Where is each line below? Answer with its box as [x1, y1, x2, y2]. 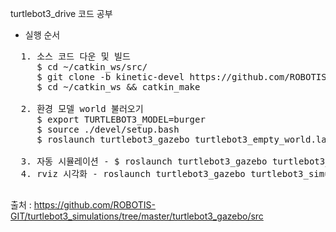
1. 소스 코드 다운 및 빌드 [20, 51, 131, 62]
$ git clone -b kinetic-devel [36, 72, 185, 82]
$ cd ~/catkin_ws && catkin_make [36, 82, 201, 92]
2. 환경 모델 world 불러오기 [20, 103, 144, 114]
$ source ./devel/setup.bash [36, 124, 180, 135]
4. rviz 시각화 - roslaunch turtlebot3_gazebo [20, 168, 246, 179]
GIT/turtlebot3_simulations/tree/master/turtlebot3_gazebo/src [10, 210, 264, 222]
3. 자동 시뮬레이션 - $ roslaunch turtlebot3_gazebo [20, 156, 268, 167]
